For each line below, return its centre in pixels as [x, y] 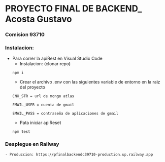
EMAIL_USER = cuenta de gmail [43, 105]
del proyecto [32, 87]
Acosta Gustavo [39, 19]
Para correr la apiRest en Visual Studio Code [57, 59]
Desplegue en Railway [32, 144]
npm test [21, 132]
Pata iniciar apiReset [40, 123]
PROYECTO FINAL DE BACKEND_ [73, 9]
